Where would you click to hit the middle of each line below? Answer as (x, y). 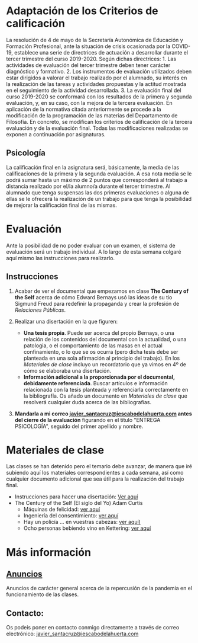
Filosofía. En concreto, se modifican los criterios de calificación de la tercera (99, 121)
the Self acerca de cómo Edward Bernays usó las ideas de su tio (93, 297)
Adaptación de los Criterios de (82, 11)
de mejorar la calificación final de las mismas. (61, 205)
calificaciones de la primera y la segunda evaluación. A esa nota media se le (99, 174)
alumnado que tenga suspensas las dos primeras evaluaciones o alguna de (98, 192)
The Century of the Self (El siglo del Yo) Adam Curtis (79, 503)
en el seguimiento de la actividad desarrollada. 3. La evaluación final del (94, 90)
